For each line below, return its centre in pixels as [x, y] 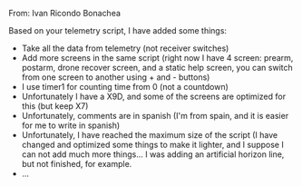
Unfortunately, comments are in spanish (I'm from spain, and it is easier [155, 116]
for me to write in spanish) [71, 125]
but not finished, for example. [77, 164]
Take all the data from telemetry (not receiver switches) [125, 48]
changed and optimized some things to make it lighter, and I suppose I [153, 145]
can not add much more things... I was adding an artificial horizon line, [153, 154]
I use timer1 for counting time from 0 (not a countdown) [125, 87]
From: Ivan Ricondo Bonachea [65, 13]
